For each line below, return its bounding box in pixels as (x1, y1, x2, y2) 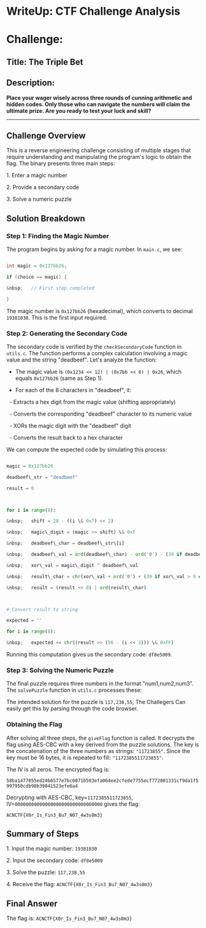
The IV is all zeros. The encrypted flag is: (6, 765, 110, 773)
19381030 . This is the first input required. (6, 314, 107, 321)
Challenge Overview (6, 130, 86, 141)
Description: (6, 78, 55, 88)
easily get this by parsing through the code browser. (6, 705, 139, 713)
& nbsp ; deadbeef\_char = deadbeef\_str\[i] (6, 540, 124, 547)
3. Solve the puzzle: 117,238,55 (6, 868, 86, 876)
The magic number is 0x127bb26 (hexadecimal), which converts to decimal (6, 307, 193, 314)
